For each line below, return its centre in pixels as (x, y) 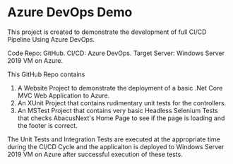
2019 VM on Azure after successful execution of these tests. (95, 154)
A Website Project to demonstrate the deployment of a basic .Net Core (120, 88)
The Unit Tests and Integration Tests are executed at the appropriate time (114, 139)
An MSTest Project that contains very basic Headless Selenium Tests (118, 110)
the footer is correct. (47, 125)
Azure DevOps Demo (70, 12)
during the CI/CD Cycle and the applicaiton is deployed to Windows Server (116, 146)
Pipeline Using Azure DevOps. (51, 39)
